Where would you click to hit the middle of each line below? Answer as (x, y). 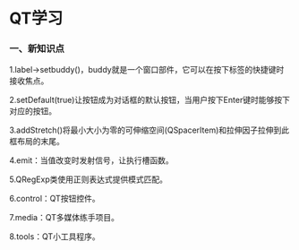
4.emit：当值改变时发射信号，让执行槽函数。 (92, 160)
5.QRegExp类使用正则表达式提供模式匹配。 (89, 179)
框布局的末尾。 (37, 142)
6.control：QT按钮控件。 (55, 199)
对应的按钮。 (33, 111)
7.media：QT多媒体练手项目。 (64, 218)
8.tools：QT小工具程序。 (55, 237)
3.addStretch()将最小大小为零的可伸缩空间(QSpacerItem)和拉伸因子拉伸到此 (149, 130)
